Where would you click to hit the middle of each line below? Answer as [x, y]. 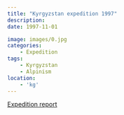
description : [26, 20]
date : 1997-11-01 [33, 26]
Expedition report [32, 105]
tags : [15, 59]
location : [22, 78]
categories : [25, 46]
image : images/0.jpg [37, 39]
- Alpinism [36, 71]
